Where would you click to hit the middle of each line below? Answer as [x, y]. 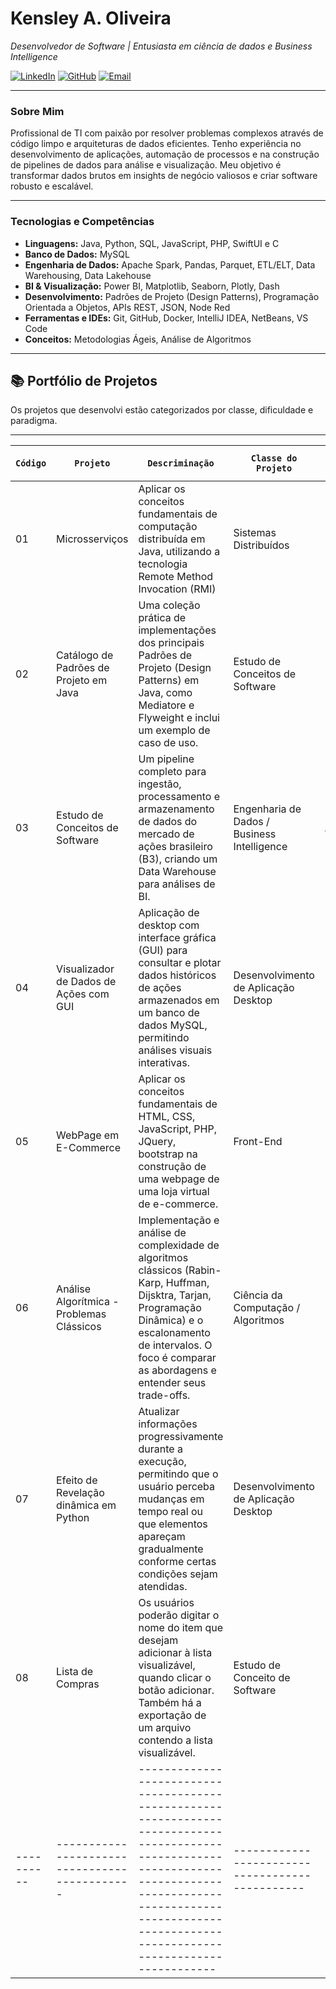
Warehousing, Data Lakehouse [88, 275]
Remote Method [176, 577]
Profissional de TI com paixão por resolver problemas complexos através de [167, 133]
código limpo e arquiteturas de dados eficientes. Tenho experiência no [156, 144]
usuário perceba [177, 1487]
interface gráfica [177, 938]
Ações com [83, 994]
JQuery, [157, 1142]
